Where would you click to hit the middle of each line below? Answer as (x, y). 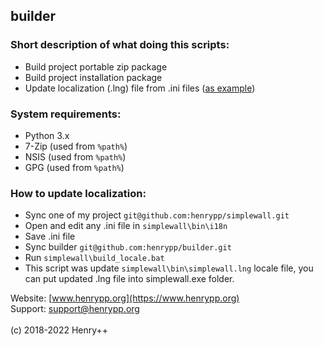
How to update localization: (78, 193)
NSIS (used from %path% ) (75, 156)
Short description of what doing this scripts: (120, 45)
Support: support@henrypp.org (75, 309)
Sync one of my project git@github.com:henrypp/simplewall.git (157, 215)
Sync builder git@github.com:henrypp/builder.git (128, 247)
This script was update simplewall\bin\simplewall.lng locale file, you (169, 268)
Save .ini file (50, 236)
